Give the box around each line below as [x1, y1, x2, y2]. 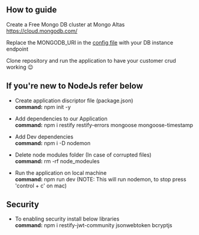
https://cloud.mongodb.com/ [6, 27, 78, 34]
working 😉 [6, 63, 34, 70]
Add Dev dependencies [14, 133, 74, 140]
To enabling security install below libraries [14, 215, 120, 222]
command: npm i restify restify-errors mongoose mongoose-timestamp [14, 121, 194, 128]
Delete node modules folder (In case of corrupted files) [14, 151, 152, 158]
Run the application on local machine [14, 169, 107, 177]
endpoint [6, 45, 29, 52]
